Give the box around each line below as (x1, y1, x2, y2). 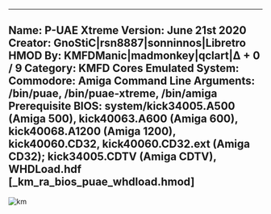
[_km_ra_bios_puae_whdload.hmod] (8, 175, 195, 189)
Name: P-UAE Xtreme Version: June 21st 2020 (8, 23, 247, 37)
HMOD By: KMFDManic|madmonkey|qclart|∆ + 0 (8, 49, 261, 63)
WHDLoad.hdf (8, 162, 82, 176)
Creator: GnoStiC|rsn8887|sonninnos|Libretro (8, 36, 247, 50)
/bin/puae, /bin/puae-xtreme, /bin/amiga (8, 86, 218, 101)
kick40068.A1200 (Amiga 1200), (8, 124, 176, 138)
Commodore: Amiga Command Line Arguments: (8, 74, 256, 88)
